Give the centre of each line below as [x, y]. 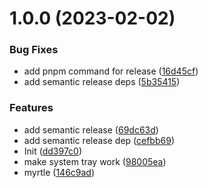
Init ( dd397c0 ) [53, 151]
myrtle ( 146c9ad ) [59, 172]
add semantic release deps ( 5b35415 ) [102, 82]
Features [31, 108]
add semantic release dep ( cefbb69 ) [99, 140]
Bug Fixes [34, 50]
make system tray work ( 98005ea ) [95, 161]
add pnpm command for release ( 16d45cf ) [111, 71]
